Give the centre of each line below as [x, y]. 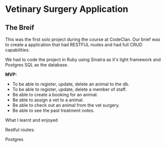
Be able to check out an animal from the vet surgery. [66, 105]
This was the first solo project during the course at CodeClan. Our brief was [83, 39]
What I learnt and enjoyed [32, 120]
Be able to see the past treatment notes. [53, 110]
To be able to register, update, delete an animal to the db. [71, 84]
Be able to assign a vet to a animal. [48, 100]
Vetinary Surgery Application [67, 9]
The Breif [20, 28]
